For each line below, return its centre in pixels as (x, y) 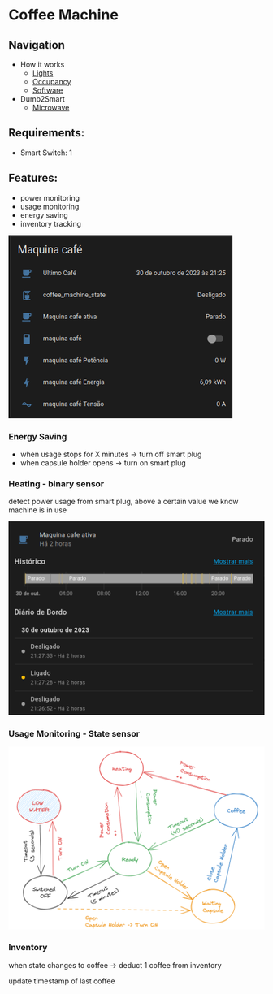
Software (48, 90)
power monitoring (50, 197)
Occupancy (52, 82)
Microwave (51, 108)
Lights (43, 73)
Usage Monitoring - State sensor (74, 733)
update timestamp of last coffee (62, 981)
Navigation (37, 45)
